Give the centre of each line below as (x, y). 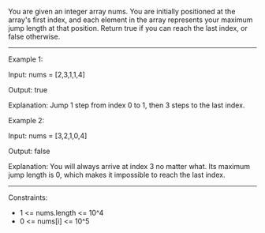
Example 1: (26, 59)
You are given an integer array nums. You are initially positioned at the (122, 11)
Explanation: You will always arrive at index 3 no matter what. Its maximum (129, 166)
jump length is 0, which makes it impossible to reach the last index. (117, 175)
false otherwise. (34, 36)
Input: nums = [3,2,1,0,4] (48, 136)
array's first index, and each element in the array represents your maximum (131, 20)
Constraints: (28, 197)
